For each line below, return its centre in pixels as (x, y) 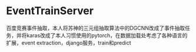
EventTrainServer (50, 11)
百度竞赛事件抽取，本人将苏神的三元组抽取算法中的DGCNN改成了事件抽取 (96, 28)
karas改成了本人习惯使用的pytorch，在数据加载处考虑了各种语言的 (107, 35)
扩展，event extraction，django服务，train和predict (69, 43)
